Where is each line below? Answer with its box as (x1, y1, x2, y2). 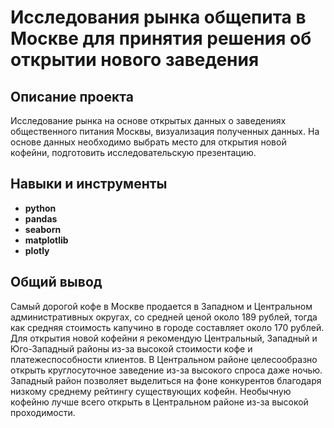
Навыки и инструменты (10, 176, 168, 193)
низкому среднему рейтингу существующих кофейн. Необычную (10, 385, 292, 397)
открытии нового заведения (10, 49, 260, 71)
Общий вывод (10, 274, 103, 291)
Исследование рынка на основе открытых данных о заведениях (10, 115, 287, 126)
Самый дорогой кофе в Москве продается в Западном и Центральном (10, 300, 313, 312)
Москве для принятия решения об (10, 27, 312, 50)
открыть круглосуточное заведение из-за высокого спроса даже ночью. (10, 364, 323, 376)
